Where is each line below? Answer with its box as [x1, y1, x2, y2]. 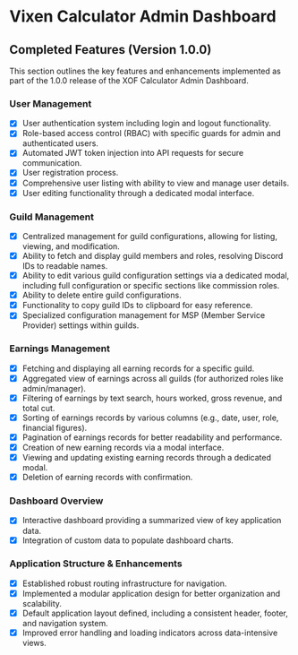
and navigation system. [21, 618, 109, 629]
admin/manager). [21, 383, 87, 393]
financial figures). [21, 422, 88, 433]
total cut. [21, 402, 55, 413]
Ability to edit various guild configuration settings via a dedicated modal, [21, 271, 290, 281]
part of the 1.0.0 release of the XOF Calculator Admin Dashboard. [9, 75, 249, 86]
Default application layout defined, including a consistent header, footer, [21, 608, 288, 618]
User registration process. [21, 168, 119, 178]
